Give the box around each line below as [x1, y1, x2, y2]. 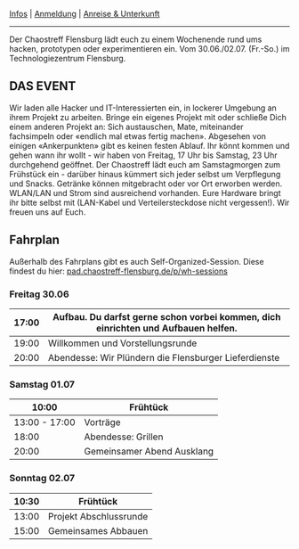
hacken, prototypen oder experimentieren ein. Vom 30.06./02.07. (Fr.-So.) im [9, 44, 290, 53]
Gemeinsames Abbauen [47, 524, 149, 537]
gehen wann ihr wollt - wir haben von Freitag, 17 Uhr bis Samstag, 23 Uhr [9, 150, 278, 160]
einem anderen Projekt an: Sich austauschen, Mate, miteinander [9, 121, 244, 132]
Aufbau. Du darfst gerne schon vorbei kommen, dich [52, 310, 281, 323]
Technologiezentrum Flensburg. [9, 53, 126, 63]
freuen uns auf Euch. [9, 206, 86, 217]
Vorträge [84, 416, 122, 429]
